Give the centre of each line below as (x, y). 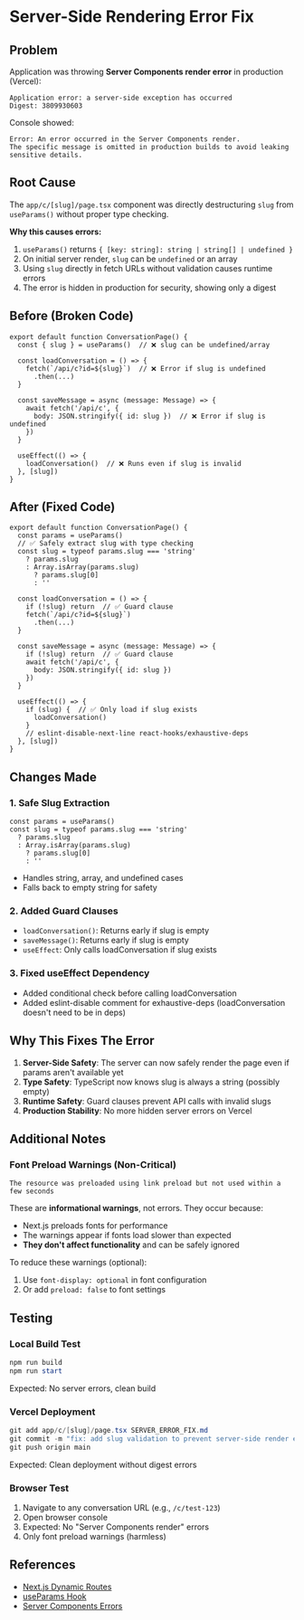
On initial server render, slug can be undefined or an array (130, 259)
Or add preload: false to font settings (94, 1290)
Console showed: (42, 123)
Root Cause (43, 183)
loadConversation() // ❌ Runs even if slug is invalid (133, 463)
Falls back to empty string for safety (90, 887)
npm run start (36, 1371)
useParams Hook (55, 1596)
